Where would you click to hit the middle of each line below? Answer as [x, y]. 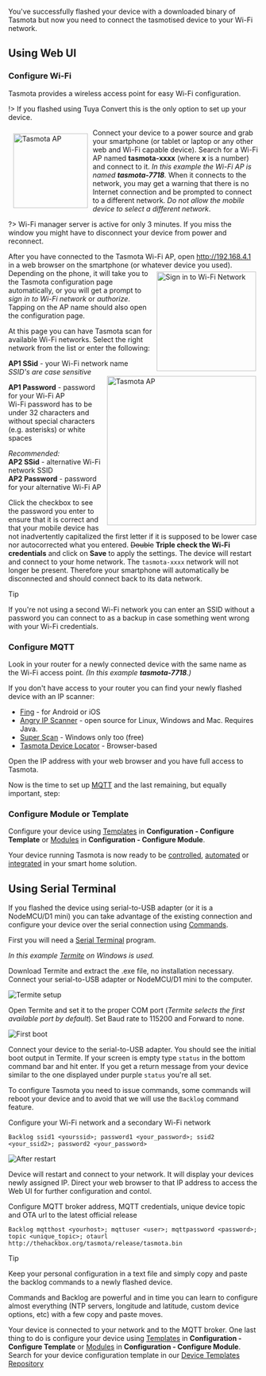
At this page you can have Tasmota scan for [80, 331]
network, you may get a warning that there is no [171, 183]
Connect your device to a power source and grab [173, 132]
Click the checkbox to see [51, 502]
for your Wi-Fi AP [37, 395]
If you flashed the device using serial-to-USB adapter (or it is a [111, 908]
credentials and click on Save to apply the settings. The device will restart [130, 553]
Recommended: [34, 453]
